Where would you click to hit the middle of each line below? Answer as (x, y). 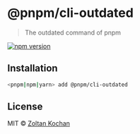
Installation (33, 68)
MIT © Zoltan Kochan (39, 123)
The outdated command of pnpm (73, 32)
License (25, 107)
